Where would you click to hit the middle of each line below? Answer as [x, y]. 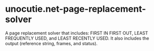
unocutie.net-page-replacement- [76, 9]
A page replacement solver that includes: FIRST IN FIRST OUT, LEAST [77, 33]
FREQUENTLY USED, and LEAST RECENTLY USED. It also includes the [77, 38]
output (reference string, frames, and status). [51, 43]
